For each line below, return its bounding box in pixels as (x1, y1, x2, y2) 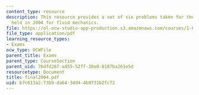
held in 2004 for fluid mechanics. (11, 19, 99, 25)
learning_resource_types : (6, 36, 70, 42)
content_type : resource (6, 8, 65, 15)
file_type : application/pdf (6, 31, 76, 37)
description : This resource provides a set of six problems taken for (6, 14, 184, 20)
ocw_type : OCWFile (6, 47, 52, 53)
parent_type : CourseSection (6, 58, 76, 64)
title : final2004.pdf (6, 74, 60, 80)
